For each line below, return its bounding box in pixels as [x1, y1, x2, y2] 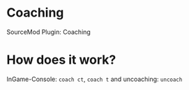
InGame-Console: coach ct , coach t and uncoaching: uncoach [6, 75, 183, 83]
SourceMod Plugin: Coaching [6, 28, 91, 36]
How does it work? [6, 52, 116, 68]
